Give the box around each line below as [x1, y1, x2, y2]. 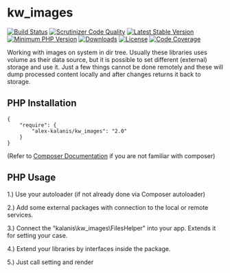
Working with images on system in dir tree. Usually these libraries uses [7, 48, 207, 56]
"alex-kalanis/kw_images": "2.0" [32, 127, 128, 135]
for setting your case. [7, 231, 68, 239]
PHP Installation [7, 98, 77, 109]
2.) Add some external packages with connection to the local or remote [7, 203, 209, 211]
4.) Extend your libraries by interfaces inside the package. [7, 244, 171, 252]
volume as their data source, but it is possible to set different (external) [7, 55, 207, 63]
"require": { [19, 122, 57, 129]
